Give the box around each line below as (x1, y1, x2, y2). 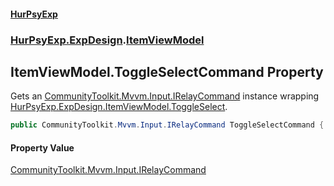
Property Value (10, 141, 75, 154)
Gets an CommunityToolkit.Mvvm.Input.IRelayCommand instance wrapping (10, 90, 320, 102)
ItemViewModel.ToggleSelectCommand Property (10, 63, 324, 80)
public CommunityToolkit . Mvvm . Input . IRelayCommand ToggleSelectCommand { (10, 120, 325, 130)
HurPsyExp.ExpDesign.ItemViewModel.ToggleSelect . (10, 101, 228, 113)
